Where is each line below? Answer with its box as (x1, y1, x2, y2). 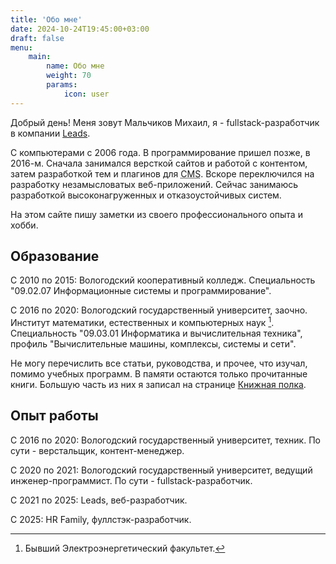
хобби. (10, 219, 39, 231)
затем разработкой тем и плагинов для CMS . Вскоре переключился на (10, 167, 315, 180)
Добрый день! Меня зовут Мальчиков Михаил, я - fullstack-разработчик (10, 116, 320, 128)
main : (28, 52, 52, 62)
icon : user (63, 89, 110, 99)
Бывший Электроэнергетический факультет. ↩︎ (24, 542, 226, 554)
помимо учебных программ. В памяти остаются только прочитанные (10, 368, 308, 380)
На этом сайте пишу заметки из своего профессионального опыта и (10, 208, 303, 220)
